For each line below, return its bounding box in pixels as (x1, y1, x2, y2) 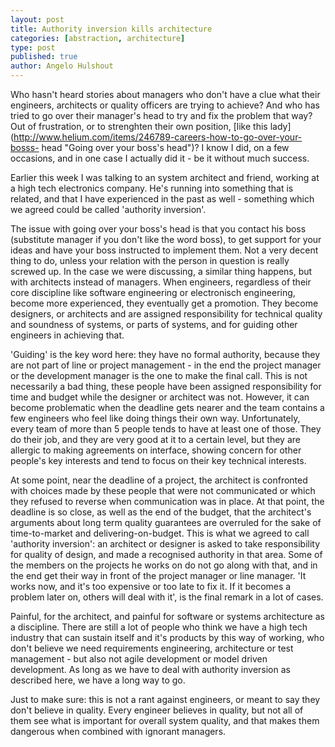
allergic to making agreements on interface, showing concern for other (10, 444, 302, 456)
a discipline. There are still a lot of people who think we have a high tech (10, 621, 308, 633)
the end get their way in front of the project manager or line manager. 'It (10, 570, 307, 581)
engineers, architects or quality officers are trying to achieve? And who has (10, 99, 320, 111)
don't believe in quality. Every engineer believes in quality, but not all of (10, 704, 304, 716)
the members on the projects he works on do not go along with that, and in (10, 559, 318, 571)
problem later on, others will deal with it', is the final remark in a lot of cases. (10, 591, 324, 603)
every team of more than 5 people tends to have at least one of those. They (10, 423, 322, 435)
